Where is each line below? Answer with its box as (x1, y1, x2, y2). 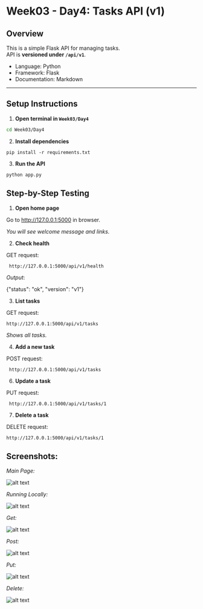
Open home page (14, 204, 59, 212)
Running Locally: (6, 491, 48, 498)
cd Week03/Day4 (6, 126, 45, 133)
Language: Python (14, 62, 61, 70)
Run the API (14, 160, 45, 167)
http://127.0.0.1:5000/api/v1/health (8, 263, 104, 269)
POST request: (6, 355, 43, 362)
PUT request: (6, 389, 39, 396)
